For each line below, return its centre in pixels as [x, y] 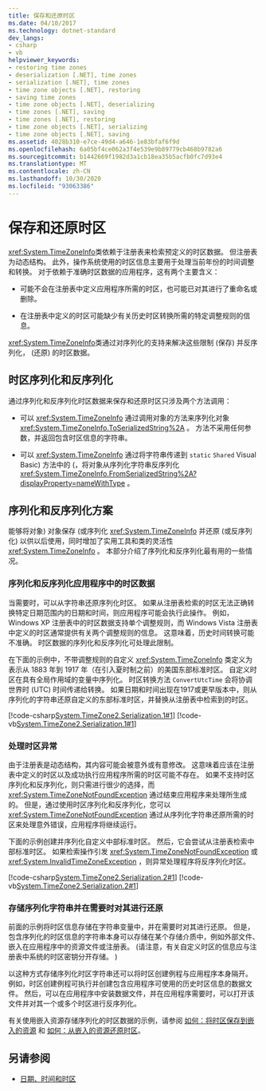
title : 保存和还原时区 [42, 16]
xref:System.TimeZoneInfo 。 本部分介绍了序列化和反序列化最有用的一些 [127, 551]
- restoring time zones [48, 68]
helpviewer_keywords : [44, 61]
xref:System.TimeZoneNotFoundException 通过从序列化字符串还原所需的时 [131, 814]
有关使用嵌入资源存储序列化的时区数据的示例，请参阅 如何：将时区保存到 [128, 1021]
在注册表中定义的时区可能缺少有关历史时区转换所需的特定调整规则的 [131, 315]
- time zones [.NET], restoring [62, 120]
